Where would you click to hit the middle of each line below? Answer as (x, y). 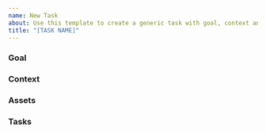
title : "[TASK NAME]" (44, 30)
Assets (22, 101)
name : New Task (33, 15)
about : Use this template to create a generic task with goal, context (129, 23)
